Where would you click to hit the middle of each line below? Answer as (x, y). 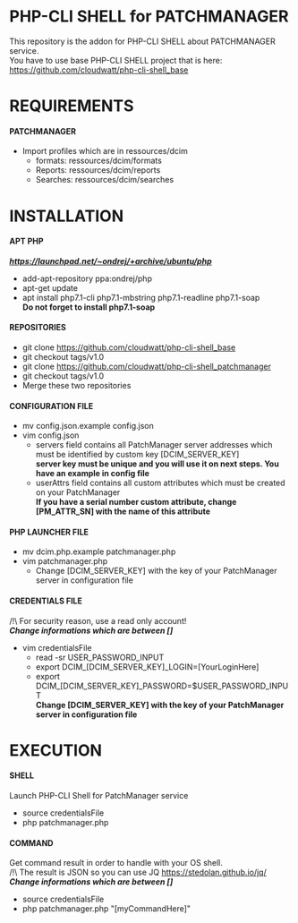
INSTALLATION (66, 216)
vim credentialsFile (57, 647)
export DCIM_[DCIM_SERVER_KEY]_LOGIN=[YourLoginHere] (147, 667)
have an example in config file (93, 474)
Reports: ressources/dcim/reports (98, 170)
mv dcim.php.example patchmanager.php (99, 551)
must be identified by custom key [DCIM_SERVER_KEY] (137, 455)
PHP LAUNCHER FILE (49, 532)
